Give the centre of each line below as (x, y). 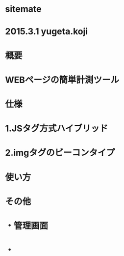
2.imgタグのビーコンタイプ (60, 153)
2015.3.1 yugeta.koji (47, 32)
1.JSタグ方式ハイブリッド (57, 128)
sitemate (23, 9)
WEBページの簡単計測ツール (62, 80)
